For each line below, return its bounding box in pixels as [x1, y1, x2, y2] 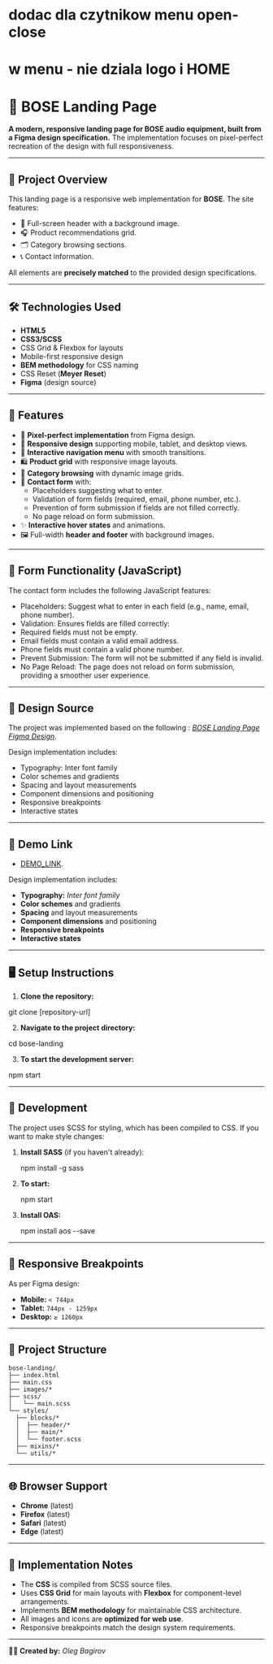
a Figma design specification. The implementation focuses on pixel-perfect [8, 132, 263, 143]
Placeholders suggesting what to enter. [32, 485, 164, 495]
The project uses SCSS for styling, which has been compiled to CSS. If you [8, 1123, 259, 1133]
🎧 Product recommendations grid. [19, 227, 136, 237]
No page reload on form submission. [32, 511, 155, 521]
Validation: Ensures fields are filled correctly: [19, 618, 171, 628]
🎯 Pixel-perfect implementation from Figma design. [19, 430, 197, 440]
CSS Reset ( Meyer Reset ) [19, 368, 107, 379]
